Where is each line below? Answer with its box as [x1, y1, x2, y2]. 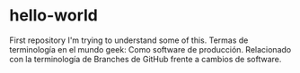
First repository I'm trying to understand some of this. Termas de [9, 35, 249, 45]
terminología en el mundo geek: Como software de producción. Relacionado [9, 44, 292, 54]
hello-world [9, 5, 99, 26]
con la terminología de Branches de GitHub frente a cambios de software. [9, 53, 282, 64]
